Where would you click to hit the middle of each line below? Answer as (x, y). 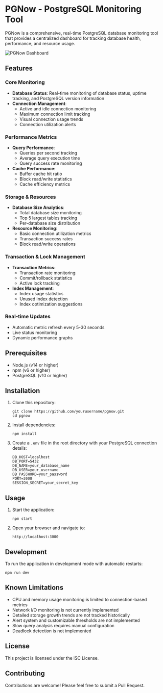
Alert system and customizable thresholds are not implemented (76, 620)
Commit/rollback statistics (46, 278)
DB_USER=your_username (35, 470)
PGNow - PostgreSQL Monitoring (73, 9)
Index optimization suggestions (51, 304)
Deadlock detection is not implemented (52, 631)
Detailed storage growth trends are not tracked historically (71, 615)
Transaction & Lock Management (45, 257)
